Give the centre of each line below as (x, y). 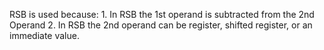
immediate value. (44, 35)
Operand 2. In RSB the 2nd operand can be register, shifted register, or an (161, 25)
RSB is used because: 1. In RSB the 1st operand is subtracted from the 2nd (162, 14)
